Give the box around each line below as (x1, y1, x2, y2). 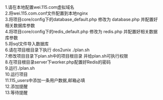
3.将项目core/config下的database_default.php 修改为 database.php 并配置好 (5, 17, 158, 22)
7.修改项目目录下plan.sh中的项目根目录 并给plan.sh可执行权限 (5, 53, 128, 59)
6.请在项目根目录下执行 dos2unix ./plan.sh (5, 47, 90, 53)
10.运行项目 (5, 71, 28, 77)
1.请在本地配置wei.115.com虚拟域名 (5, 4, 74, 10)
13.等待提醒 (5, 90, 28, 95)
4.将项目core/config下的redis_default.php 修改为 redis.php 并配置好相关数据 (5, 29, 158, 34)
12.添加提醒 (5, 83, 28, 89)
